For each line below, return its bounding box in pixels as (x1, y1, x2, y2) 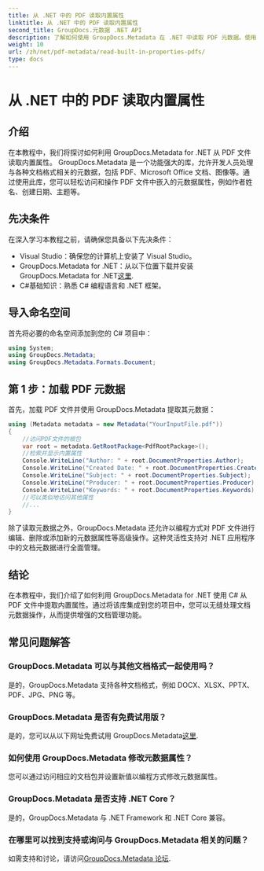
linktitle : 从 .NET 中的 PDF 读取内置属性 (8, 19, 139, 27)
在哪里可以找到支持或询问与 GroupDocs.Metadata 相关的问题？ (8, 834, 249, 845)
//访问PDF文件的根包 (22, 435, 81, 443)
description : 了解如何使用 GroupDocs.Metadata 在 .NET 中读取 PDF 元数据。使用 (8, 33, 257, 42)
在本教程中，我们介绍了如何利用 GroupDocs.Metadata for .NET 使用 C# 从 (8, 590, 247, 600)
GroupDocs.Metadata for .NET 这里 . (19, 270, 134, 280)
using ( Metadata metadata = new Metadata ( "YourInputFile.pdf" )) (8, 420, 223, 428)
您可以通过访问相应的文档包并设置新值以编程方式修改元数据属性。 (8, 772, 222, 781)
